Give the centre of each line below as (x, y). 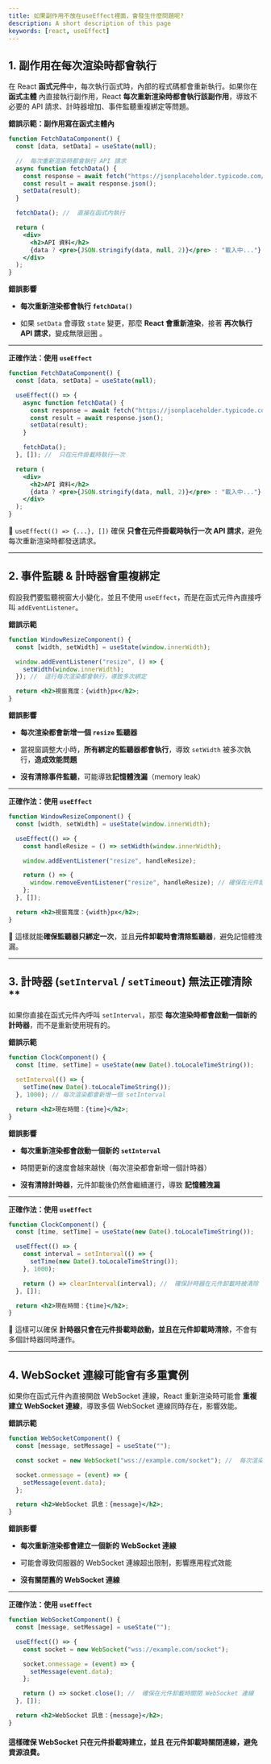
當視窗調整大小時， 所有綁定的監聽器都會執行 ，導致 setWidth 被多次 (132, 749)
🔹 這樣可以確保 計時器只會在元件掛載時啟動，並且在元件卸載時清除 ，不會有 (133, 1329)
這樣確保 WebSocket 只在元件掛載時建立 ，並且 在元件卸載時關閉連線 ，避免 (133, 1742)
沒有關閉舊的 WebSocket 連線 (70, 1580)
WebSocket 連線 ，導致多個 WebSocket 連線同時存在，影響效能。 (133, 1406)
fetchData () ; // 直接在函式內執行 (71, 213)
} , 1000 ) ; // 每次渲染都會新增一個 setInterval (91, 1094)
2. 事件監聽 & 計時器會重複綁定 (84, 576)
